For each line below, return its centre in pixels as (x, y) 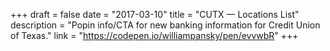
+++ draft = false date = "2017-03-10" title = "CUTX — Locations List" (155, 14)
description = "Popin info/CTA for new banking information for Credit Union (165, 25)
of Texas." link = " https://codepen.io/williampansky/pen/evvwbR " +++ (154, 35)
